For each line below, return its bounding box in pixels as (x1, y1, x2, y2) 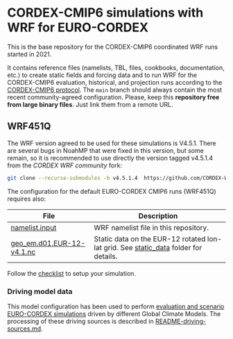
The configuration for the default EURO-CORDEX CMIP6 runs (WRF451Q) (7, 187, 216, 195)
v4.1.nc (10, 247, 36, 256)
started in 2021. (7, 50, 52, 58)
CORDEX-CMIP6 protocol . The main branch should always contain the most (7, 85, 223, 94)
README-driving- (155, 317, 207, 325)
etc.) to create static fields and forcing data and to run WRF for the (7, 71, 198, 79)
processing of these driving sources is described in (7, 317, 154, 325)
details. (94, 251, 118, 261)
